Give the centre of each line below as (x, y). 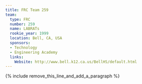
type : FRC (20, 19)
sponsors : (20, 43)
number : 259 (23, 24)
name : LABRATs (25, 29)
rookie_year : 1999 (29, 33)
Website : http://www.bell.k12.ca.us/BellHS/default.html (76, 62)
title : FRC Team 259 (27, 10)
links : (17, 57)
